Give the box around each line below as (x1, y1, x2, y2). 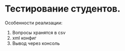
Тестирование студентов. (5, 3, 121, 15)
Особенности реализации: (5, 20, 63, 26)
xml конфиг (12, 35, 37, 41)
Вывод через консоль (12, 40, 60, 46)
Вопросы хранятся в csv (12, 29, 66, 35)
